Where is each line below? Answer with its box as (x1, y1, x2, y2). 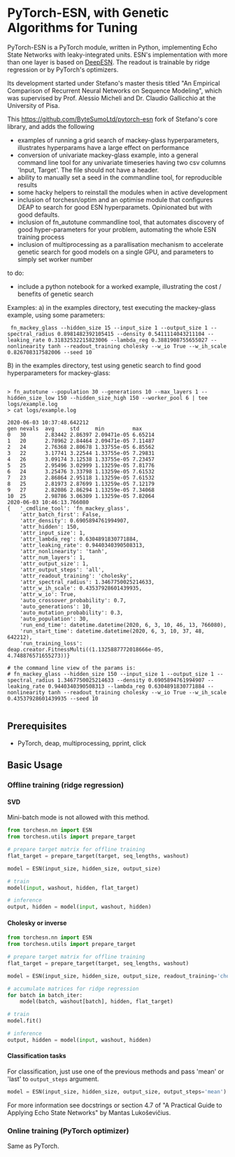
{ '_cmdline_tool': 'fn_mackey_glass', (7, 505, 130, 512)
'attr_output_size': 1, (20, 560, 90, 567)
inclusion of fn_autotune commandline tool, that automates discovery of (17, 217, 225, 226)
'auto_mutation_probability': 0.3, (20, 609, 124, 616)
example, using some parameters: (7, 311, 106, 319)
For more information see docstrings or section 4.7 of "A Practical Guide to (7, 1101, 222, 1109)
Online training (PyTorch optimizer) (7, 1125, 129, 1135)
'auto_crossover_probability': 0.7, (20, 597, 127, 604)
